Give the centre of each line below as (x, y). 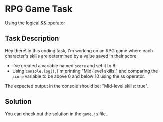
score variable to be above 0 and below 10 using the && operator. (79, 76)
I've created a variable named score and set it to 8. (64, 65)
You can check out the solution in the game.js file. (56, 114)
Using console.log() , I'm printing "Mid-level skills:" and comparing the (85, 71)
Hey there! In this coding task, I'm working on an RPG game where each (79, 50)
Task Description (32, 38)
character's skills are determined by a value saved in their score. (72, 56)
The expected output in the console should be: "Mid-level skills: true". (77, 86)
